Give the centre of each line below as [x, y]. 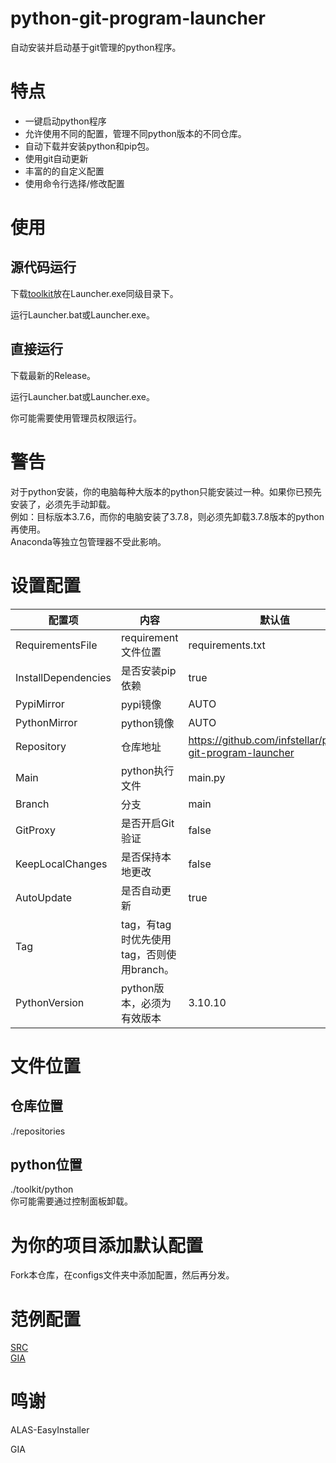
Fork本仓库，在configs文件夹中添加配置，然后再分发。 [122, 1275]
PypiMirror [40, 704]
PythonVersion [50, 1002]
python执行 [148, 770]
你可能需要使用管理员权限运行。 [76, 418]
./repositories [38, 1131]
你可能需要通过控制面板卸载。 [71, 1201]
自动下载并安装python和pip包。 [89, 146]
